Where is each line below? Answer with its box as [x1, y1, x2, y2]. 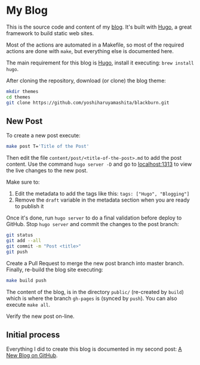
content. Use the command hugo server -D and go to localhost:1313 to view [6, 160, 192, 168]
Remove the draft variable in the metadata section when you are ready [14, 196, 190, 203]
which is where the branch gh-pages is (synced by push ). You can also [6, 295, 177, 302]
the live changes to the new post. [6, 167, 88, 174]
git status [6, 232, 33, 239]
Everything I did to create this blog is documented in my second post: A [6, 345, 182, 352]
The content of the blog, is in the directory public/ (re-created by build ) [6, 288, 184, 295]
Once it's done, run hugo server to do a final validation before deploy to [6, 214, 182, 221]
